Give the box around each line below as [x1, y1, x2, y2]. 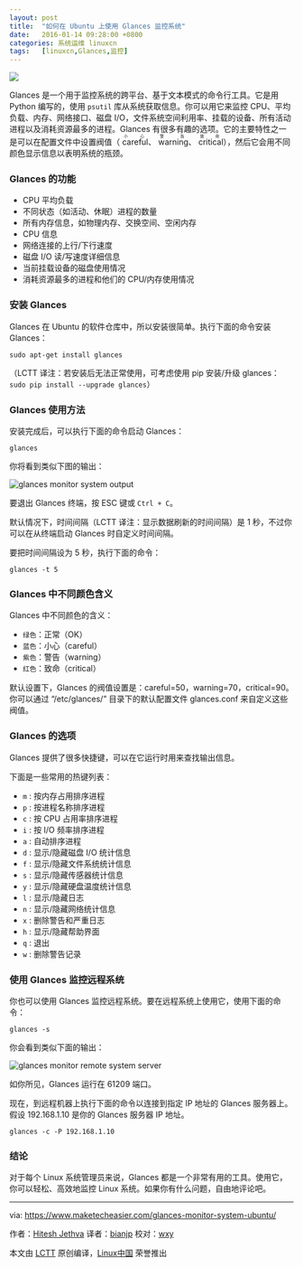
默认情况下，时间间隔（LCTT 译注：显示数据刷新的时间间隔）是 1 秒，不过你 [9, 517, 293, 528]
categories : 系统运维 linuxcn [9, 38, 117, 48]
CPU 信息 [22, 229, 59, 239]
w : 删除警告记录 [22, 948, 81, 959]
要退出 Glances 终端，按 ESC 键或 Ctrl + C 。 [9, 498, 179, 509]
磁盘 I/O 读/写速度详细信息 [22, 251, 121, 262]
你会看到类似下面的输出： [9, 1041, 105, 1053]
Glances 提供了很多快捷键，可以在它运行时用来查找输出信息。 [9, 752, 240, 763]
